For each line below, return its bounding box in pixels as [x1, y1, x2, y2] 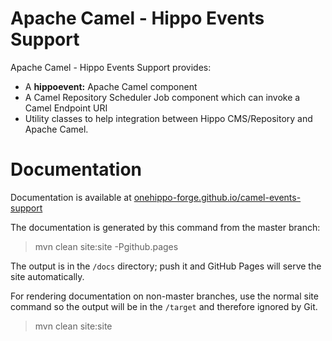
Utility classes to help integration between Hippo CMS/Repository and [24, 112, 313, 124]
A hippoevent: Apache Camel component [24, 80, 198, 92]
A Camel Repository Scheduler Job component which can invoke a [24, 91, 301, 103]
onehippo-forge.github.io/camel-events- [133, 191, 302, 203]
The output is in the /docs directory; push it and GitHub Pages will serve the [10, 260, 322, 272]
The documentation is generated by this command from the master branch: [10, 221, 321, 233]
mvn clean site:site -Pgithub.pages [34, 240, 179, 252]
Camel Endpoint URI [24, 102, 108, 114]
